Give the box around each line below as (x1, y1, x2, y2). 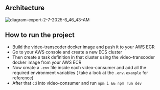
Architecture (5, 4, 45, 12)
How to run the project (5, 31, 75, 39)
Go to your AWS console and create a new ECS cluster (12, 49, 122, 55)
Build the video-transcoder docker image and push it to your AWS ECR (12, 44, 155, 50)
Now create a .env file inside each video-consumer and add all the (12, 64, 147, 70)
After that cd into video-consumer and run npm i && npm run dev (12, 80, 142, 86)
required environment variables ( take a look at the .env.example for (12, 70, 148, 75)
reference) (12, 75, 34, 81)
